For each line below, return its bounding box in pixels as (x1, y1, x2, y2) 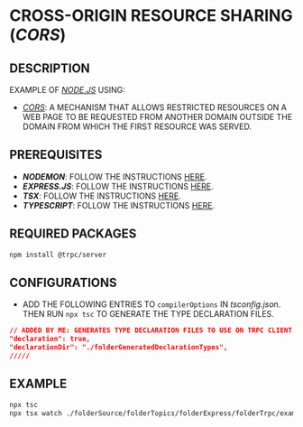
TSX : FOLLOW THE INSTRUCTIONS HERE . (22, 190, 182, 201)
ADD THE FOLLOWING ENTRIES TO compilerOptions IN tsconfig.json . (22, 299, 281, 310)
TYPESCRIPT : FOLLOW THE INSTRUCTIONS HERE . (22, 200, 216, 210)
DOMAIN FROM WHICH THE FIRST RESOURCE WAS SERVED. (22, 121, 252, 132)
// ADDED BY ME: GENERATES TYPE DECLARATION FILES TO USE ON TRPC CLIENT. (9, 326, 297, 335)
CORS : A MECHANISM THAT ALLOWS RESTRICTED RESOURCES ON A (22, 102, 287, 113)
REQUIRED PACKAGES (9, 227, 137, 242)
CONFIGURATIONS (9, 274, 117, 290)
